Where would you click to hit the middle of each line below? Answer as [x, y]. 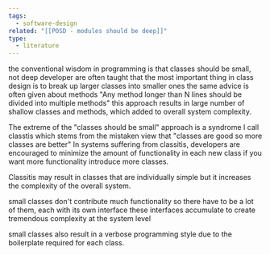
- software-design [47, 23]
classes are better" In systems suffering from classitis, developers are [124, 144]
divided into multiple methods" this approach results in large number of [127, 103]
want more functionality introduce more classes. [89, 161]
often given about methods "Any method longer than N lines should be [125, 94]
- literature [37, 46]
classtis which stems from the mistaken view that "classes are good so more [135, 136]
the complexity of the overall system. [70, 186]
